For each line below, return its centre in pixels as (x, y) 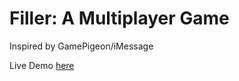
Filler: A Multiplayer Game (119, 18)
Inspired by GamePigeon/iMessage (81, 46)
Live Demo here (42, 65)
